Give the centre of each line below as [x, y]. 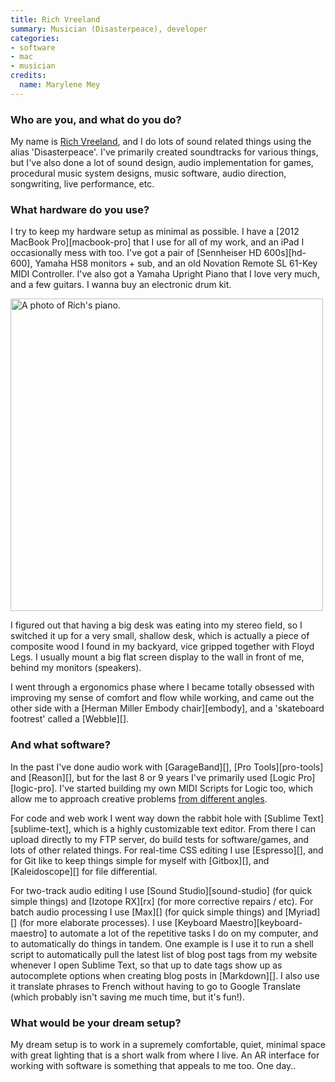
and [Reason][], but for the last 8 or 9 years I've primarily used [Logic [153, 777]
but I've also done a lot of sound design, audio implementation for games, [162, 163]
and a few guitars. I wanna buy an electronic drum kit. [121, 285]
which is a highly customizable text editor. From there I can [194, 828]
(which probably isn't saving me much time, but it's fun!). [127, 997]
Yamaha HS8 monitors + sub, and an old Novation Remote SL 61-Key [176, 263]
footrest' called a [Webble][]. [70, 719]
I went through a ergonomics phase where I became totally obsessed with [162, 687]
